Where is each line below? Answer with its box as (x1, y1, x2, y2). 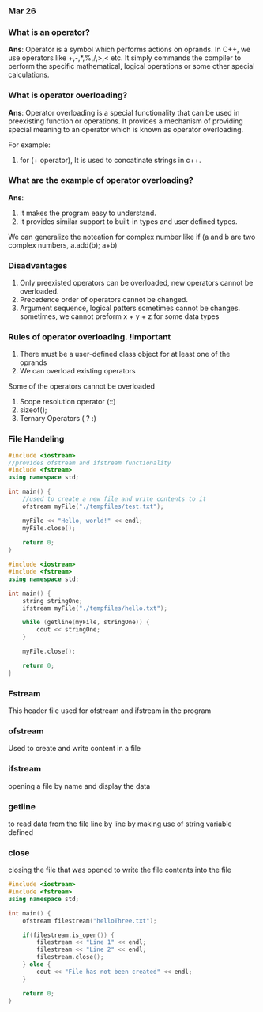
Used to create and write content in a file (8, 744, 141, 753)
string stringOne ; (22, 597, 83, 605)
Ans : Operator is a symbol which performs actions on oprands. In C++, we (8, 45, 251, 55)
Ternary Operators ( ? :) (19, 414, 97, 423)
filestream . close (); (36, 953, 104, 961)
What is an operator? (8, 26, 91, 37)
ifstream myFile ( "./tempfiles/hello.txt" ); (22, 604, 168, 612)
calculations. (8, 70, 50, 80)
